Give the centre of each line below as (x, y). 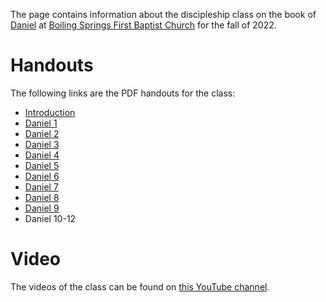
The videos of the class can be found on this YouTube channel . (140, 286)
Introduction (50, 112)
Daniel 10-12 (50, 218)
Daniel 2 (42, 133)
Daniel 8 (42, 197)
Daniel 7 (41, 186)
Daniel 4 (42, 155)
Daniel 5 (42, 165)
